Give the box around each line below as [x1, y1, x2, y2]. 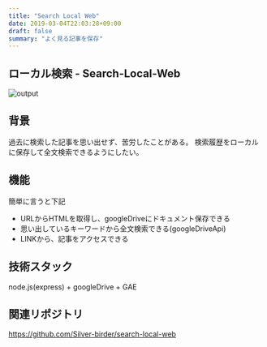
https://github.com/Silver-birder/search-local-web [8, 329, 177, 339]
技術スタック [8, 260, 73, 274]
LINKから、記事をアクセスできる [19, 233, 129, 243]
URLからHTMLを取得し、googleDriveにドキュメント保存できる [19, 213, 231, 223]
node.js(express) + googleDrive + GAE [8, 281, 137, 292]
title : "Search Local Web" [8, 11, 100, 20]
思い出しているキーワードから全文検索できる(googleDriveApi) [19, 224, 226, 233]
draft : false [8, 27, 53, 35]
